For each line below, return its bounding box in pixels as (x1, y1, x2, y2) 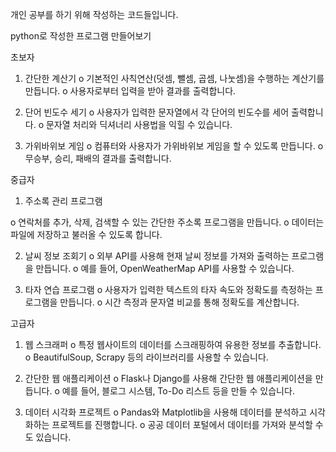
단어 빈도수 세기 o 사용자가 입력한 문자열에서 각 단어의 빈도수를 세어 (24, 106, 290, 118)
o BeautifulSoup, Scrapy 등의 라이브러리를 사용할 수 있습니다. (24, 351, 269, 363)
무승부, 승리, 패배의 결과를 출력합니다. (24, 153, 172, 164)
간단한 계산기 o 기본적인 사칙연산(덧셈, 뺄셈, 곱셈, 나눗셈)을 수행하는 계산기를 (24, 73, 325, 84)
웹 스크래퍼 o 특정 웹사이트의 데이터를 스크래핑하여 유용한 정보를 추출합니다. (24, 339, 322, 350)
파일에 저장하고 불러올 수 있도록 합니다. (10, 229, 163, 240)
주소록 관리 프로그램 (24, 195, 103, 207)
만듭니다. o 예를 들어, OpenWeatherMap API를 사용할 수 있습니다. (35, 263, 295, 274)
